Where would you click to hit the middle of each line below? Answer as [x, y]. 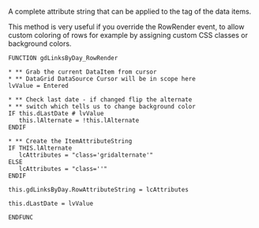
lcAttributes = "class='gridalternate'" [86, 155]
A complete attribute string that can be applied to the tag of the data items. [130, 11]
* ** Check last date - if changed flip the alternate [100, 100]
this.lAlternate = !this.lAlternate [79, 120]
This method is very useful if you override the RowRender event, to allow [126, 27]
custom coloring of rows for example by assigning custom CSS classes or [128, 35]
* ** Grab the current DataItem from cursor [83, 72]
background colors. [40, 44]
